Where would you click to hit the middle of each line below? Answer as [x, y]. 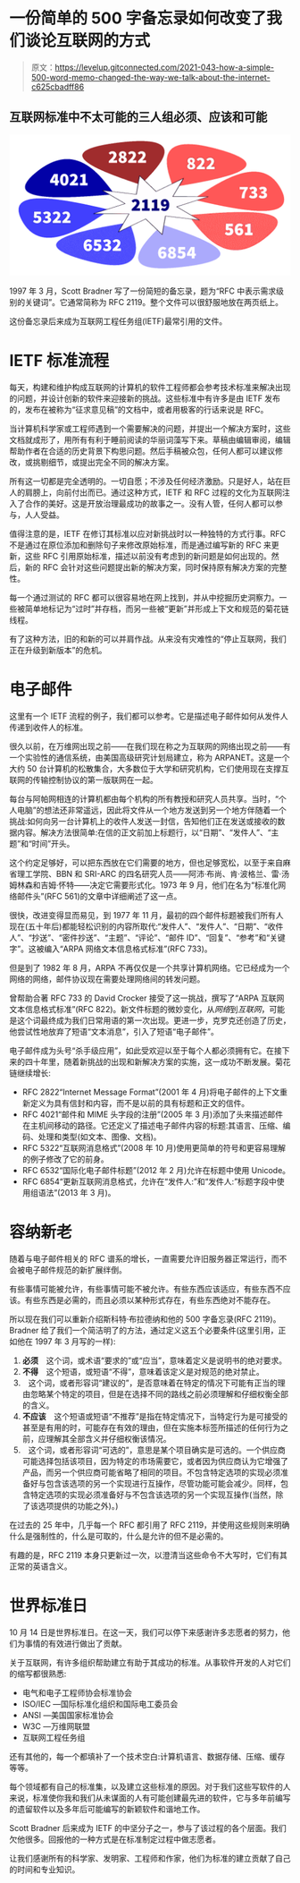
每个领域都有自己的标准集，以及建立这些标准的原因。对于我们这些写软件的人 [150, 1786]
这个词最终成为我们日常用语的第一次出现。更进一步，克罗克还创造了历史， [154, 1020]
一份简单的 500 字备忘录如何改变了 [138, 18]
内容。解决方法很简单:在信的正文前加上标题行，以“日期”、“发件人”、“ [144, 832]
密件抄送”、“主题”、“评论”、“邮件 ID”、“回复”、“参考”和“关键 [174, 937]
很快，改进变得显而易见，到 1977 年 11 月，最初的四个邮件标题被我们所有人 [146, 915]
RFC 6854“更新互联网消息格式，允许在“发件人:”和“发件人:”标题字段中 [149, 1181]
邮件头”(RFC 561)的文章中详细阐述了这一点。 [99, 896]
